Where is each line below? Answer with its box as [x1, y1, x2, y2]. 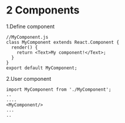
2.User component [6, 75, 52, 82]
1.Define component [6, 23, 55, 30]
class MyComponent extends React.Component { [6, 39, 119, 45]
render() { [11, 45, 38, 50]
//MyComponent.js [6, 34, 49, 40]
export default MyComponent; [6, 65, 77, 71]
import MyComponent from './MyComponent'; [6, 86, 112, 93]
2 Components [6, 4, 80, 17]
